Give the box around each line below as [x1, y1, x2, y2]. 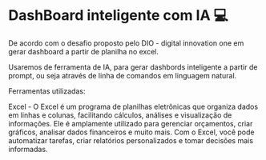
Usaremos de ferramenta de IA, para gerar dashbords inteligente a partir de [8, 62, 258, 72]
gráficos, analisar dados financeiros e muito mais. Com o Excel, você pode [8, 127, 255, 137]
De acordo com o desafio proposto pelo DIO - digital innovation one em [8, 38, 244, 48]
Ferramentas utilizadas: [8, 86, 86, 96]
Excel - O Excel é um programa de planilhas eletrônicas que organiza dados [8, 102, 259, 111]
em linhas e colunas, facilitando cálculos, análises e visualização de [8, 110, 232, 120]
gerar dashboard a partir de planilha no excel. [8, 46, 159, 56]
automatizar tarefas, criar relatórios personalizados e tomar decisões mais [8, 135, 254, 145]
